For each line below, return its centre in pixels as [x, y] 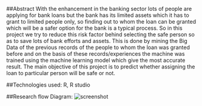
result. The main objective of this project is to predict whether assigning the [101, 67]
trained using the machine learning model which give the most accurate [96, 60]
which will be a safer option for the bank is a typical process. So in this [95, 28]
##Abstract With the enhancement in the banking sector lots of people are [99, 9]
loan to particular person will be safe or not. [61, 73]
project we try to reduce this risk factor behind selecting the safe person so [101, 35]
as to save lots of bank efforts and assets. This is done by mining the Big [97, 41]
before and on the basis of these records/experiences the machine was [96, 54]
